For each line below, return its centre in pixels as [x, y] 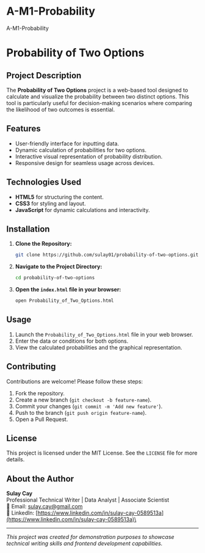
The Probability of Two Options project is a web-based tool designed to [97, 90]
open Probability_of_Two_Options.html [64, 301]
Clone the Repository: [43, 244]
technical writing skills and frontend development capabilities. [85, 544]
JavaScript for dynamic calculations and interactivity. [83, 210]
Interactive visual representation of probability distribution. [89, 156]
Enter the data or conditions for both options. [72, 341]
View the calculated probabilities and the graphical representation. [99, 347]
